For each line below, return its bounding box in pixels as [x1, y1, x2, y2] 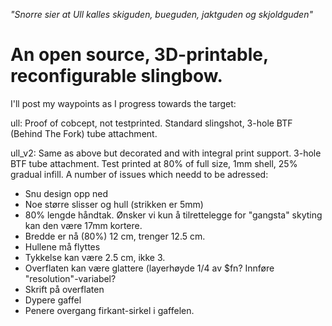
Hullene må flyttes [24, 240, 101, 253]
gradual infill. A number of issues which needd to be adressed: [10, 168, 269, 180]
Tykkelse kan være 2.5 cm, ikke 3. [24, 251, 166, 263]
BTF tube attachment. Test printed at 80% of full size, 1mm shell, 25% [10, 157, 298, 169]
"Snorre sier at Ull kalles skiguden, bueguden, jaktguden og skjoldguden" [10, 9, 313, 20]
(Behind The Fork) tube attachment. [10, 127, 158, 139]
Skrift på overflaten [24, 283, 105, 295]
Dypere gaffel [24, 294, 82, 306]
